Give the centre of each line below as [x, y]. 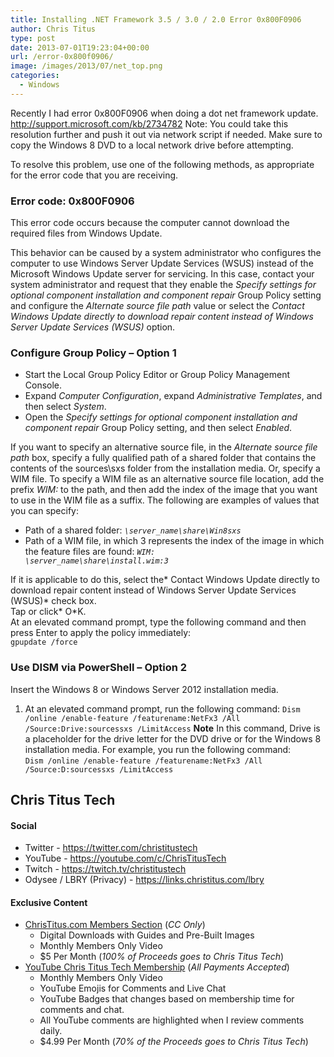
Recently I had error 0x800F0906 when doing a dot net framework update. [164, 113]
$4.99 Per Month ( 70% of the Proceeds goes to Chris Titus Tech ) [174, 1042]
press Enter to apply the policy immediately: [101, 633]
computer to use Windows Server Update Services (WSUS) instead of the [162, 263]
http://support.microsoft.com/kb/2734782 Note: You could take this [149, 123]
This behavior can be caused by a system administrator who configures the [166, 253]
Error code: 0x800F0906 [72, 201]
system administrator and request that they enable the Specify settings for [163, 285]
